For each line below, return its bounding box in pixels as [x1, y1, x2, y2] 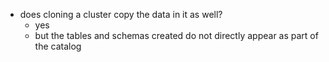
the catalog [34, 40, 82, 52]
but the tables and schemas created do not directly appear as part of [34, 30, 319, 41]
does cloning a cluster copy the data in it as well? [19, 9, 223, 20]
